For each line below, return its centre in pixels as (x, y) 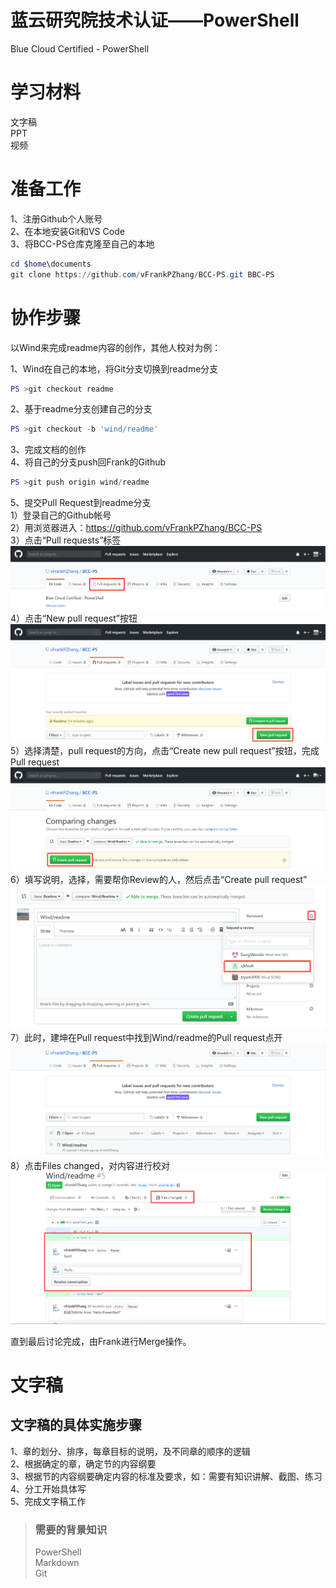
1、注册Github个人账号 (56, 218)
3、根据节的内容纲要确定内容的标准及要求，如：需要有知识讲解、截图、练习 (166, 1476)
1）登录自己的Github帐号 (61, 515)
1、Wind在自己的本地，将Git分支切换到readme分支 (114, 368)
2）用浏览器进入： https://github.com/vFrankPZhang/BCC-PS (136, 528)
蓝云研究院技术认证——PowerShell (155, 20)
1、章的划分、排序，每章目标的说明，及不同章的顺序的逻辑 (130, 1451)
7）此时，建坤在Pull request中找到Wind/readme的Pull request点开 (146, 1038)
